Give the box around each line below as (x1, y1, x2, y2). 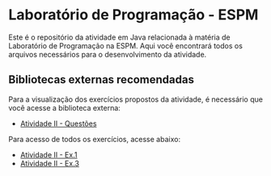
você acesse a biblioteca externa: (8, 103, 121, 112)
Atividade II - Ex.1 (19, 149, 78, 159)
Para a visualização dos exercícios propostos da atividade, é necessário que (8, 94, 263, 104)
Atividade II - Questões (19, 119, 97, 128)
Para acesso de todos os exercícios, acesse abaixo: (8, 134, 180, 144)
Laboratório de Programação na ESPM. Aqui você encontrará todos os (8, 40, 243, 50)
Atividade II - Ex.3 (19, 158, 79, 168)
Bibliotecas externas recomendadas (8, 73, 194, 86)
